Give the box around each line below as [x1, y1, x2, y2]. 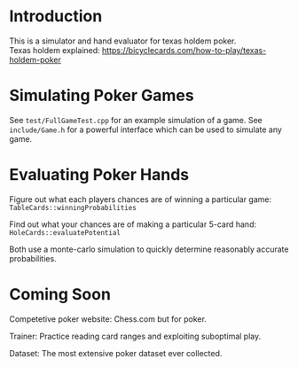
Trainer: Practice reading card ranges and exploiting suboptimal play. [9, 331, 262, 341]
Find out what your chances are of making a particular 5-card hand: [9, 219, 257, 230]
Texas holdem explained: [9, 44, 100, 55]
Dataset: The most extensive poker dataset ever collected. [9, 347, 223, 358]
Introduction [9, 6, 103, 27]
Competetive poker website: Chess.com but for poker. [9, 313, 207, 324]
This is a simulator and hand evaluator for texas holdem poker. [9, 35, 237, 46]
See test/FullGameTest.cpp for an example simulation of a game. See [9, 114, 263, 125]
